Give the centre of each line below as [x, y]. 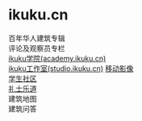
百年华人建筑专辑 [37, 38]
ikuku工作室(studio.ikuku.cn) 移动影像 [71, 68]
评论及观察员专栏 [37, 48]
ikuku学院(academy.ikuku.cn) [57, 58]
